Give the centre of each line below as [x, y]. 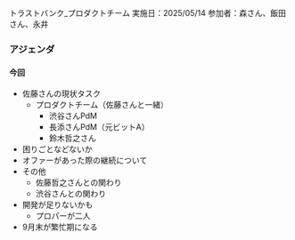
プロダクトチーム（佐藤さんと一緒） [102, 105]
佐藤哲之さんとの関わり [78, 183]
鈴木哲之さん [72, 138]
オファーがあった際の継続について [85, 160]
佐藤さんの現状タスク [61, 94]
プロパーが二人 [63, 216]
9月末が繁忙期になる [60, 227]
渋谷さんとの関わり [71, 194]
